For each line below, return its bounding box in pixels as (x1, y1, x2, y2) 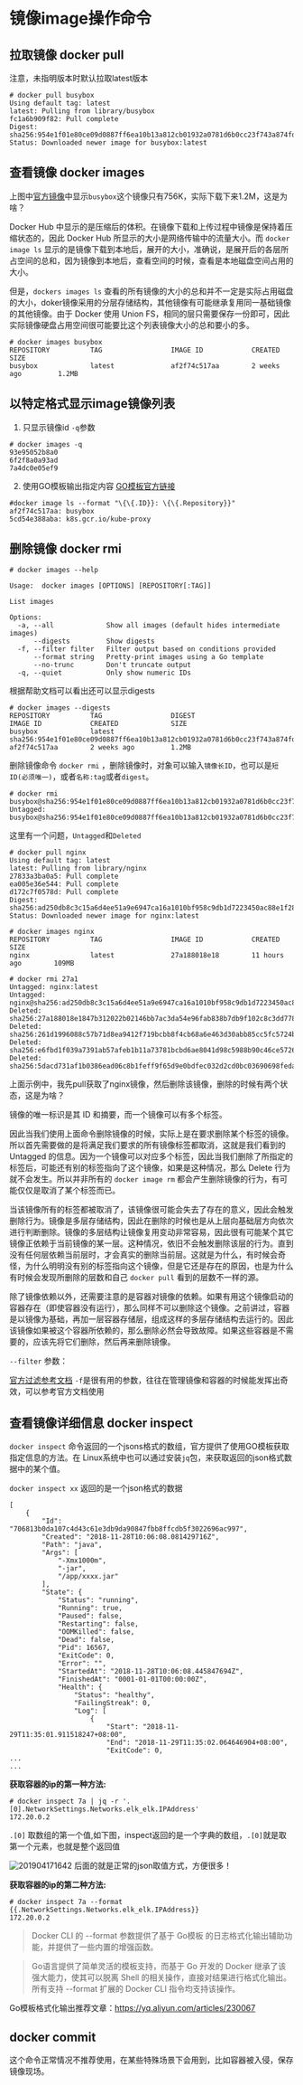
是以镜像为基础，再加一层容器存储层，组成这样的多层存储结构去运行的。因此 (9, 1314, 294, 1325)
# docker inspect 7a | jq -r (9, 1797, 119, 1807)
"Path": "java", (41, 1541, 103, 1550)
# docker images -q (9, 439, 83, 448)
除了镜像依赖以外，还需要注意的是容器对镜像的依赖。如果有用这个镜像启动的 (9, 1291, 294, 1302)
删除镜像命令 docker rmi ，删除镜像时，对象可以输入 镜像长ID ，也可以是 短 (9, 760, 280, 771)
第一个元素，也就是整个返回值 (9, 1841, 120, 1852)
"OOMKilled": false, (57, 1627, 135, 1637)
